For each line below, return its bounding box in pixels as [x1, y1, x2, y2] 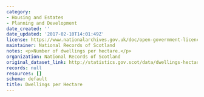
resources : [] [6, 70, 42, 77]
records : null [6, 64, 42, 71]
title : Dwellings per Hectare [6, 82, 83, 88]
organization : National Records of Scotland [6, 54, 121, 60]
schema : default [6, 76, 47, 82]
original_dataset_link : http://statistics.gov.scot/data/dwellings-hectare [6, 59, 202, 65]
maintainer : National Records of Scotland [6, 43, 115, 49]
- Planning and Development [6, 20, 78, 26]
